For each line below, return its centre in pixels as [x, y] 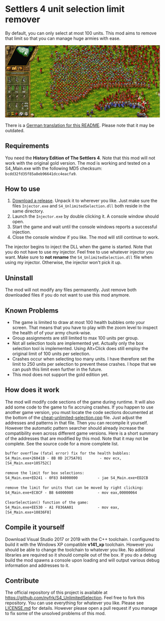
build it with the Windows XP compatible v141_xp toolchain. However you [79, 544]
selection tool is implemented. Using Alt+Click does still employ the [80, 348]
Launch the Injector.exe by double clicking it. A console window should [85, 216]
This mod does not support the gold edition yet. [60, 374]
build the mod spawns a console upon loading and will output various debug [82, 560]
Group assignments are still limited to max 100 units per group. [75, 338]
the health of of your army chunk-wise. [52, 332]
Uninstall [19, 278]
